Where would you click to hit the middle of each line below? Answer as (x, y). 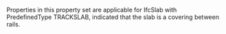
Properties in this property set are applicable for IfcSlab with (92, 10)
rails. (13, 24)
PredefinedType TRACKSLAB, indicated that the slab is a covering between (113, 17)
